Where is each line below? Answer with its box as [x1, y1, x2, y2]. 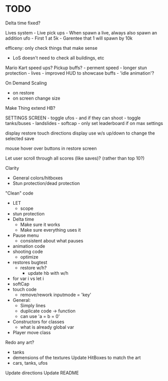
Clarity [5, 165, 19, 171]
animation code [12, 243, 46, 249]
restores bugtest [12, 259, 47, 265]
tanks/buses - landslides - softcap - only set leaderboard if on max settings [5, 120, 163, 126]
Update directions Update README [5, 369, 79, 376]
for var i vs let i [12, 275, 44, 281]
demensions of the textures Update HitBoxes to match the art [12, 354, 141, 361]
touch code [12, 286, 37, 292]
